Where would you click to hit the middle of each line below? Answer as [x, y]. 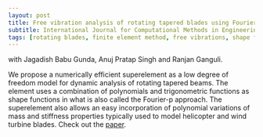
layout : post [29, 15]
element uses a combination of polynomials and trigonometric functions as [129, 92]
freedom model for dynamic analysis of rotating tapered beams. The [118, 83]
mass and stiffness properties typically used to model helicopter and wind [128, 116]
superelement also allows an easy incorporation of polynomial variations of [129, 108]
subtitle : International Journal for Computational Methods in [113, 30]
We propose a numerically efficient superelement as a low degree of [119, 74]
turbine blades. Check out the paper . [67, 124]
